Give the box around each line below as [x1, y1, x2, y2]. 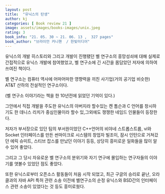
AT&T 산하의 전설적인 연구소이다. [5, 82, 68, 88]
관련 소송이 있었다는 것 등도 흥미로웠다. [10, 183, 85, 189]
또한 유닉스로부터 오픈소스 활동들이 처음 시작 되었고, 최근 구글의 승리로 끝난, [5, 171, 151, 177]
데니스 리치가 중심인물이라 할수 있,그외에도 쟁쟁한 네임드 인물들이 [19, 109, 144, 115]
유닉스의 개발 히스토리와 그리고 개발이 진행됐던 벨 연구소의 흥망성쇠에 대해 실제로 [5, 53, 161, 59]
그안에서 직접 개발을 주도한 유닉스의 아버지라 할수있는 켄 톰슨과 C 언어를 [5, 103, 144, 109]
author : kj [5, 16, 28, 21]
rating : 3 [5, 30, 26, 35]
